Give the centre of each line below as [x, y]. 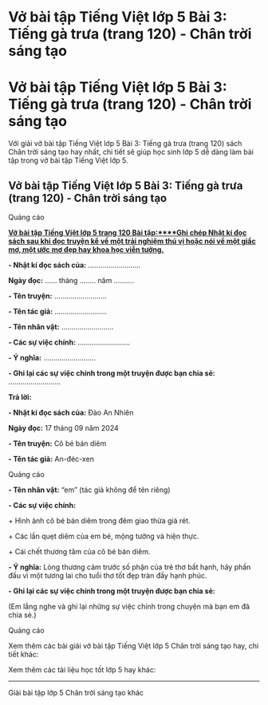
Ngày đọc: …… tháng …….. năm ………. [71, 280]
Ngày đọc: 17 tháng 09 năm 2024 [64, 427]
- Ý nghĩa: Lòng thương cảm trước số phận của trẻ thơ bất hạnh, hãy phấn [130, 567]
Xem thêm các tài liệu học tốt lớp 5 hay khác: [82, 669]
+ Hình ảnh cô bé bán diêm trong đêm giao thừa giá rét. [99, 520]
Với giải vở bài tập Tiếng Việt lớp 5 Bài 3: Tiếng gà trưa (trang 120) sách [125, 144]
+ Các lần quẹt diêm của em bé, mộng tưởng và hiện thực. [104, 536]
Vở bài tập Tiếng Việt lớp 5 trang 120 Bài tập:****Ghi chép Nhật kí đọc [128, 232]
